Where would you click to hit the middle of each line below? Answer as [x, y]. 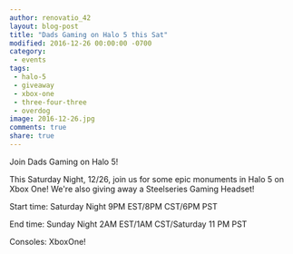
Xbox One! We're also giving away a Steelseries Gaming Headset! [132, 189]
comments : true [38, 128]
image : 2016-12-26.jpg [52, 119]
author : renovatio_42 [50, 18]
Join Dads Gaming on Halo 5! [64, 161]
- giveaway [34, 85]
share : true [32, 136]
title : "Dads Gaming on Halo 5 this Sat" [89, 34]
